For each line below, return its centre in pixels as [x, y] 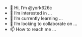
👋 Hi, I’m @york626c [31, 8]
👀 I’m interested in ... [31, 13]
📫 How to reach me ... [33, 29]
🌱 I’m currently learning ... [36, 18]
